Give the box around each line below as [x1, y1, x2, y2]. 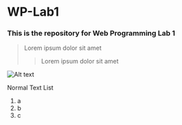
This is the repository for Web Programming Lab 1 [7, 29, 175, 38]
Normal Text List [7, 83, 54, 92]
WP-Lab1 [7, 4, 60, 20]
